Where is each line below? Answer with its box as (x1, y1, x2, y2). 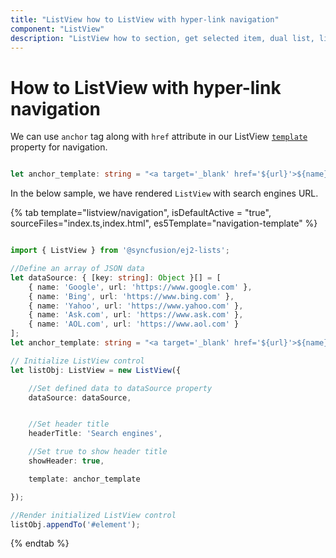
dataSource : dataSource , (28, 392, 132, 403)
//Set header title (28, 419, 110, 430)
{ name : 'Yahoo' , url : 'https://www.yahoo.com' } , (28, 301, 244, 311)
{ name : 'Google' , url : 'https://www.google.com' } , (28, 282, 253, 292)
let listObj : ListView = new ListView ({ (10, 365, 182, 375)
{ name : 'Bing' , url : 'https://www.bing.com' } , (28, 291, 235, 301)
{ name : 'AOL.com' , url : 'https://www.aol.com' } (28, 319, 240, 330)
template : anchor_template (28, 474, 141, 484)
